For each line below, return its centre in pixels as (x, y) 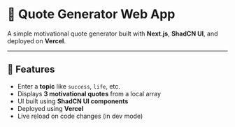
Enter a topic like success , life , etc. (69, 86)
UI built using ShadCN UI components (73, 101)
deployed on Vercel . (37, 40)
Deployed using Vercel (50, 108)
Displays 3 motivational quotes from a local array (89, 94)
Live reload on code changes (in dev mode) (80, 116)
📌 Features (31, 69)
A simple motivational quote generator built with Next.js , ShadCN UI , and (113, 33)
